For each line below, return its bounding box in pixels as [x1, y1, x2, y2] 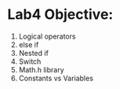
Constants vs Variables [18, 73, 93, 83]
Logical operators [18, 32, 76, 41]
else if [18, 39, 39, 49]
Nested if [18, 48, 49, 57]
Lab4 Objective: [7, 6, 114, 24]
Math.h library [18, 65, 64, 74]
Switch [18, 57, 42, 66]
